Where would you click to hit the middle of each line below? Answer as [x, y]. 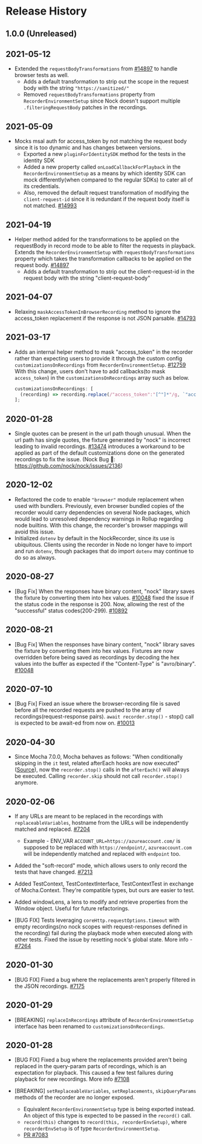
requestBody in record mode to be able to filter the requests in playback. [105, 246]
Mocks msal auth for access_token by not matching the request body [100, 141]
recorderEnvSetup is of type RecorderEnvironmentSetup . [92, 1129]
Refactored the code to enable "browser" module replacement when [99, 499]
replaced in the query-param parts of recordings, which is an [90, 1066]
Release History [46, 11]
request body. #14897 [42, 265]
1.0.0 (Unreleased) [41, 34]
